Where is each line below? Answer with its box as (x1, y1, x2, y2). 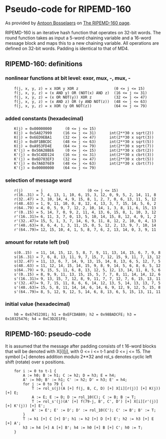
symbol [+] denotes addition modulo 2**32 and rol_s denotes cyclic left (5, 353, 152, 359)
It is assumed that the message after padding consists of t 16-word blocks (5, 343, 157, 349)
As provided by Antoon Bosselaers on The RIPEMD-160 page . (5, 20, 131, 26)
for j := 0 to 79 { (23, 381, 63, 386)
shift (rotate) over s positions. (5, 359, 65, 365)
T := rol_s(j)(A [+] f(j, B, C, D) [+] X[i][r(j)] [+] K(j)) (31, 386, 161, 391)
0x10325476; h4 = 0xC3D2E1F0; (5, 316, 68, 321)
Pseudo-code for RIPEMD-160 (5, 3, 131, 15)
